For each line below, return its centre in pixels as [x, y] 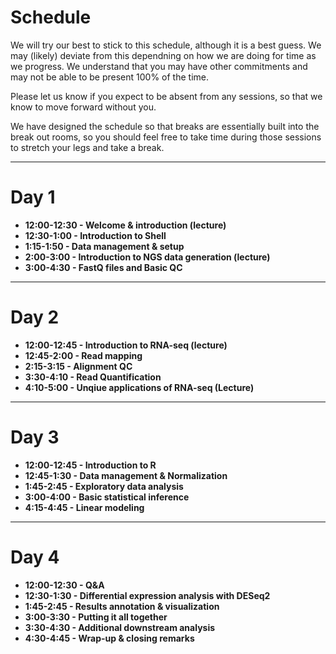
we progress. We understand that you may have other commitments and [159, 66]
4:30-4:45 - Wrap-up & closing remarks [109, 638]
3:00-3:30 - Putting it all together [96, 617]
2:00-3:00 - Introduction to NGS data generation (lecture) [147, 257]
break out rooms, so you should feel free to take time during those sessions [166, 137]
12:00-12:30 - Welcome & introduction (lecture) [125, 225]
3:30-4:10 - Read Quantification [93, 377]
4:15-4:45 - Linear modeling [84, 507]
